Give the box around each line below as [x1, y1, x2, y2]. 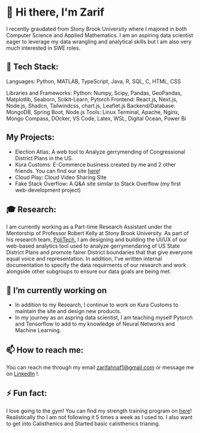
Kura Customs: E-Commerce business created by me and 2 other [14, 161, 177, 168]
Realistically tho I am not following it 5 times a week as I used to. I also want [6, 413, 193, 420]
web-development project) [14, 186, 81, 194]
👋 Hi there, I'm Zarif [6, 5, 105, 19]
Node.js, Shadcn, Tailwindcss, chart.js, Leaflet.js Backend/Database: [6, 102, 175, 109]
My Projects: [6, 132, 55, 143]
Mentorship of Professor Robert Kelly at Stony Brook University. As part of [6, 230, 189, 237]
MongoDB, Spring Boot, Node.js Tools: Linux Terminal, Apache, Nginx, [6, 108, 180, 116]
